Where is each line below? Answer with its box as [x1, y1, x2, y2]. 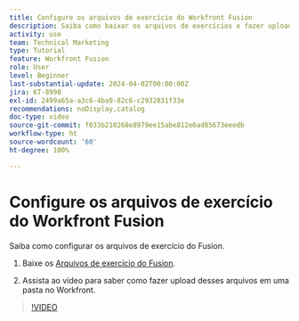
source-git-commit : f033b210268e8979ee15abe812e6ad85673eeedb [9, 121, 245, 130]
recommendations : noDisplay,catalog [9, 104, 145, 113]
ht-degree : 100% [9, 145, 69, 154]
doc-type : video [9, 112, 69, 121]
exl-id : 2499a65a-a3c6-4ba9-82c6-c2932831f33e [9, 95, 185, 105]
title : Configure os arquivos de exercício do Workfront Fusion [9, 12, 253, 22]
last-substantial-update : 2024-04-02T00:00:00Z [9, 79, 190, 88]
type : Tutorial [9, 46, 66, 55]
